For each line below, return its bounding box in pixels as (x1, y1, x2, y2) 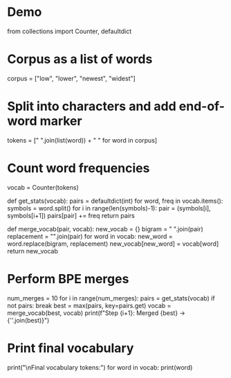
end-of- (178, 98, 225, 114)
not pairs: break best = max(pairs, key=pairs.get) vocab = (7, 301, 172, 309)
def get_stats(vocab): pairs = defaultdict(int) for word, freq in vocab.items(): (7, 197, 223, 205)
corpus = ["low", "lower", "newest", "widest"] (7, 74, 136, 82)
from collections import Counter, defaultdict (7, 27, 132, 35)
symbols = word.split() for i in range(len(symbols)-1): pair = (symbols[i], (7, 204, 211, 212)
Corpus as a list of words (7, 51, 153, 67)
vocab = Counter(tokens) (7, 183, 79, 191)
